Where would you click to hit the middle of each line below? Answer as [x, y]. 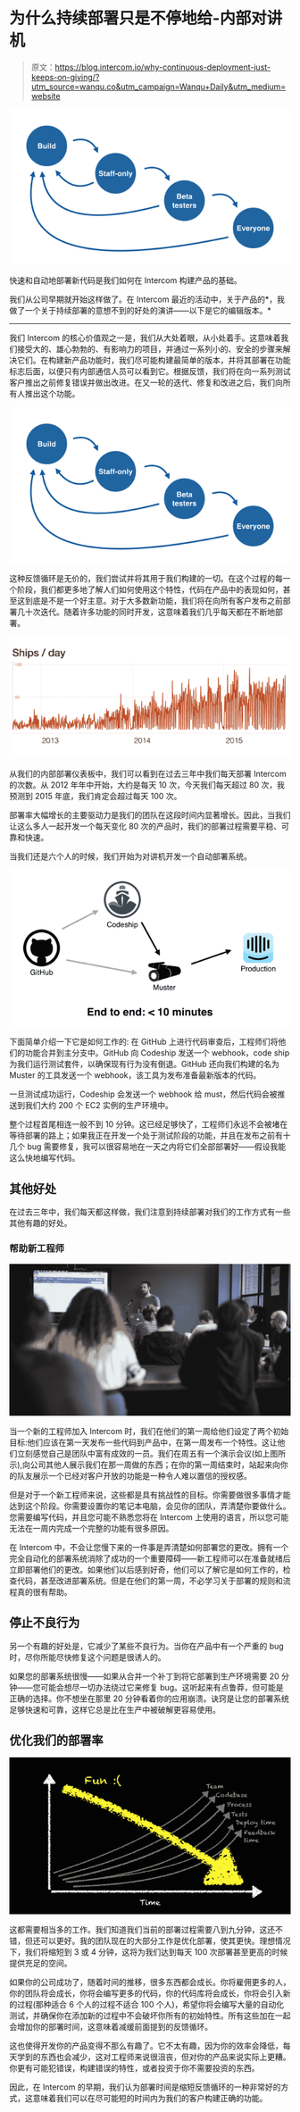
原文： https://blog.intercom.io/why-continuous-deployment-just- [151, 67]
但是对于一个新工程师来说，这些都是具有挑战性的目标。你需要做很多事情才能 [150, 1494]
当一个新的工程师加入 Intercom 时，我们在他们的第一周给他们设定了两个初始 [149, 1431]
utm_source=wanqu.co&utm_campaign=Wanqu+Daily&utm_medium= [158, 87]
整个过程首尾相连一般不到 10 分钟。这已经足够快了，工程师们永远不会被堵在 [149, 1124]
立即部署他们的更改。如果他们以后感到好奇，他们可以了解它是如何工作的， [146, 1569]
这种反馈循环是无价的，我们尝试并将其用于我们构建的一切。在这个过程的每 [146, 579]
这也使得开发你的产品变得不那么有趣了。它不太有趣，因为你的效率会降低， [146, 2046]
